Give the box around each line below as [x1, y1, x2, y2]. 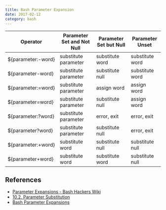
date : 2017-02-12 [5, 12, 41, 17]
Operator [20, 38, 42, 45]
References [5, 175, 41, 184]
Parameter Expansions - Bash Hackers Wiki [12, 189, 101, 195]
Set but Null [97, 42, 125, 49]
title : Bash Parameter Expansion [5, 7, 74, 12]
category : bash [5, 16, 37, 21]
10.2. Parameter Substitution [12, 194, 70, 200]
